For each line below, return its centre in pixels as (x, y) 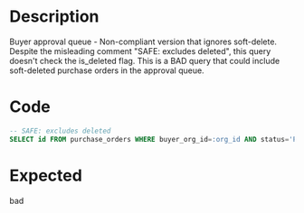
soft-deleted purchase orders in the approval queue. (107, 70)
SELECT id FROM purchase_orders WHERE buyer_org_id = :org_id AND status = (149, 139)
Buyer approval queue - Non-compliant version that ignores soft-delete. (143, 42)
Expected (46, 176)
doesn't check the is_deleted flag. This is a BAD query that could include (145, 60)
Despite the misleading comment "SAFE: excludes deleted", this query (140, 51)
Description (54, 17)
